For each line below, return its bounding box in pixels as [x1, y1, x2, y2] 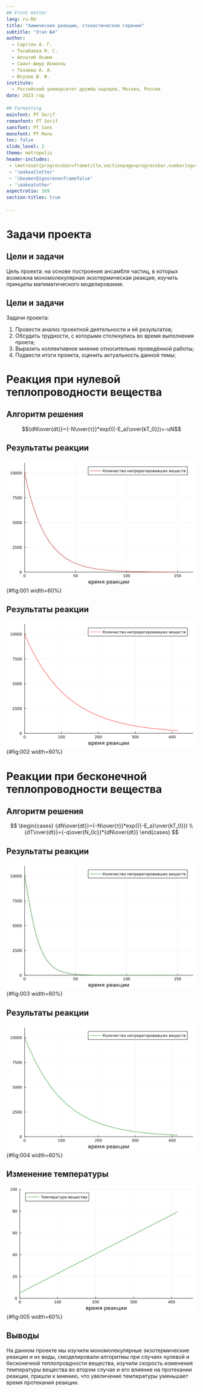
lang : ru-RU [6, 16, 36, 22]
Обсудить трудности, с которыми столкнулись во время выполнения [14, 332, 195, 339]
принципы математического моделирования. [6, 280, 124, 287]
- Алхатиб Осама [11, 54, 53, 60]
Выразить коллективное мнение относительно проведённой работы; [14, 345, 195, 352]
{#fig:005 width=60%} [6, 1313, 63, 1320]
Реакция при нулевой [6, 372, 121, 386]
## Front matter [6, 10, 47, 16]
